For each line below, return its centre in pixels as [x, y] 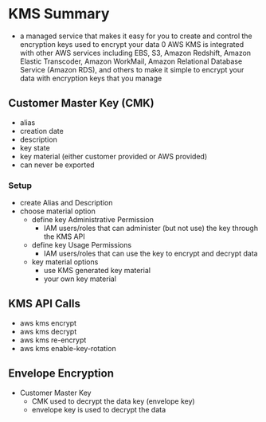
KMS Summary [59, 14]
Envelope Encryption [61, 374]
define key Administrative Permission [92, 220]
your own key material [80, 279]
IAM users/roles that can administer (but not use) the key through [151, 229]
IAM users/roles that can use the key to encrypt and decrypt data [151, 254]
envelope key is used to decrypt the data [99, 409]
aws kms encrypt [48, 322]
